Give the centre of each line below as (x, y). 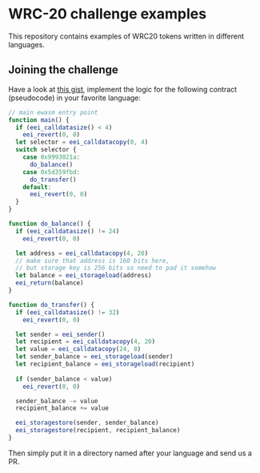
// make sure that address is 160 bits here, (93, 261)
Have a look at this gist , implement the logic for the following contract (123, 89)
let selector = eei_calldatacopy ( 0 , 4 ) (82, 142)
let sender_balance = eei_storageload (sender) (94, 357)
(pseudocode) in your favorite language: (75, 98)
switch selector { (46, 150)
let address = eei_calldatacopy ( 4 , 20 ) (82, 253)
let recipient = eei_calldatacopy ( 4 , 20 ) (86, 342)
